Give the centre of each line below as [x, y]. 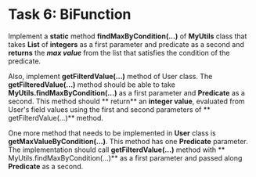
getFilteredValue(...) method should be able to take [92, 85]
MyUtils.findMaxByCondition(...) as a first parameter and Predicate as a [126, 92]
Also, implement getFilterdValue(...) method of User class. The [110, 76]
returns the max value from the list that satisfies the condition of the [119, 52]
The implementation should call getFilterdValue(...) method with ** [117, 150]
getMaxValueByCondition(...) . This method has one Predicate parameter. [128, 141]
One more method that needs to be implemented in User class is [112, 133]
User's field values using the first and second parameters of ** [110, 109]
